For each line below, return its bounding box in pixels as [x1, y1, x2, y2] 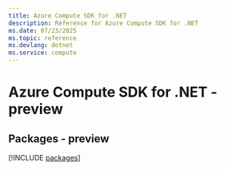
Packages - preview [8, 132, 110, 145]
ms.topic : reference [8, 34, 78, 42]
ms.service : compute [8, 49, 78, 57]
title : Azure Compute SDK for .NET [8, 11, 127, 20]
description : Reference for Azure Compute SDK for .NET [8, 19, 199, 27]
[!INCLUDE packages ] [8, 153, 81, 162]
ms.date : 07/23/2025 [8, 26, 78, 34]
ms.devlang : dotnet [8, 42, 74, 49]
